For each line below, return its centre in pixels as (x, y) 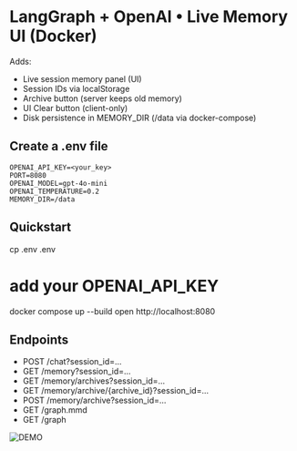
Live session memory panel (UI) (82, 78)
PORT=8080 (28, 175)
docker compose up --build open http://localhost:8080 (113, 311)
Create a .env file (59, 146)
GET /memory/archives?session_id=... (94, 381)
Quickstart (41, 227)
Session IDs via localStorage (76, 88)
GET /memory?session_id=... (77, 372)
